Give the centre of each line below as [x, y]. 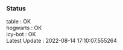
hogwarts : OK [24, 28]
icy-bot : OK [21, 34]
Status [16, 8]
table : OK [19, 22]
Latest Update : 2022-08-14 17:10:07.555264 [62, 41]
